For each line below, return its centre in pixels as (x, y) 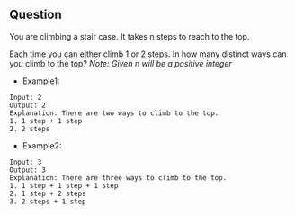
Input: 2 (26, 97)
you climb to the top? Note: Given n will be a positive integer (121, 63)
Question (36, 15)
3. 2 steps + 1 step (48, 202)
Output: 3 (28, 170)
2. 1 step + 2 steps (48, 193)
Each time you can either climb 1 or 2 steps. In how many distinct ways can (148, 54)
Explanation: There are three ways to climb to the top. (118, 178)
